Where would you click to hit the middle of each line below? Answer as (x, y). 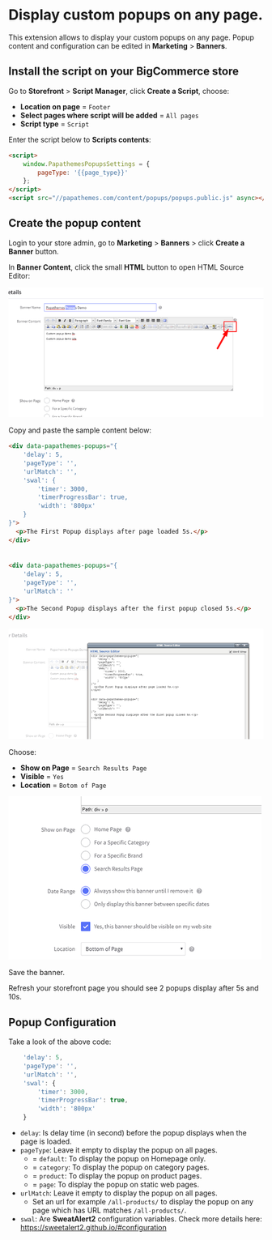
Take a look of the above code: (60, 1042)
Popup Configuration (62, 1022)
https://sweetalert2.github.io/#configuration (93, 1228)
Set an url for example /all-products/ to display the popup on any (142, 1202)
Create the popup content (75, 223)
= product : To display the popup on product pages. (117, 1176)
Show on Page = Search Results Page (83, 768)
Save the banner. (36, 973)
